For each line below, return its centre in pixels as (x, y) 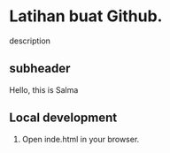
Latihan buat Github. (86, 16)
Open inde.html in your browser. (81, 139)
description (30, 41)
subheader (40, 69)
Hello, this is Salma (44, 89)
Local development (63, 118)
